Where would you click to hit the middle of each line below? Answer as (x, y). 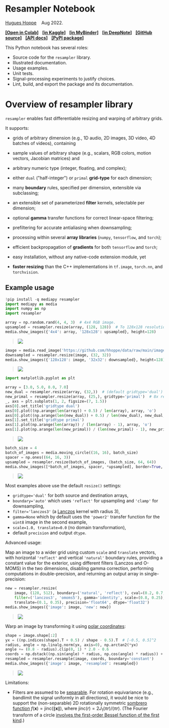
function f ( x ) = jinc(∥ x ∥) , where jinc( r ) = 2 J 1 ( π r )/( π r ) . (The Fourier (80, 709)
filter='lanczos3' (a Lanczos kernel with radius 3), (66, 512)
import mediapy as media (31, 304)
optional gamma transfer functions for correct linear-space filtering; (83, 217)
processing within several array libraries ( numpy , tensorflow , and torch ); (87, 237)
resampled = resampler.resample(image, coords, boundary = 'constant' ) (80, 659)
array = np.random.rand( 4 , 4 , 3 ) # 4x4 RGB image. (60, 323)
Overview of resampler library (69, 104)
